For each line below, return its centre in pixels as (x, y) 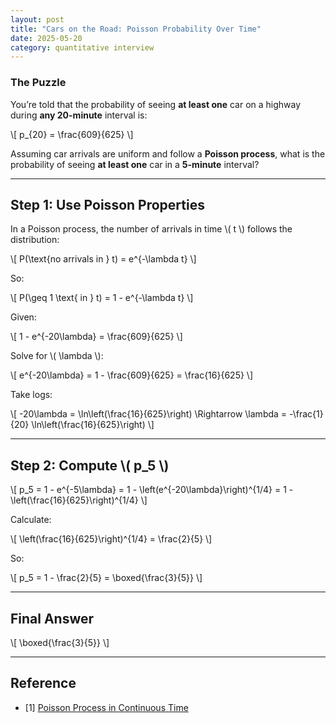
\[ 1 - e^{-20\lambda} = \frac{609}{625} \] (96, 337)
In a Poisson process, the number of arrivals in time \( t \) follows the (151, 229)
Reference (43, 683)
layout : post (37, 19)
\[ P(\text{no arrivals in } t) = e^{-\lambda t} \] (103, 259)
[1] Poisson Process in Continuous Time (106, 707)
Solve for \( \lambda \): (57, 356)
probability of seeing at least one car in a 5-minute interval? (135, 164)
